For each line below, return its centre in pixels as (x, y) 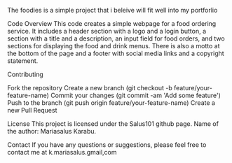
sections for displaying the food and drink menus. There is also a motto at (114, 46)
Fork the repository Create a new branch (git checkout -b (90, 88)
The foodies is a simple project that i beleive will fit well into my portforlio (112, 10)
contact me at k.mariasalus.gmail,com (62, 152)
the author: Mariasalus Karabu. (52, 131)
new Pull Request (32, 110)
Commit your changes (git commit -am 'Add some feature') (135, 95)
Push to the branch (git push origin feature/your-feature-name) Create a (111, 103)
